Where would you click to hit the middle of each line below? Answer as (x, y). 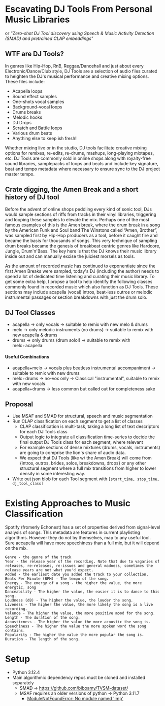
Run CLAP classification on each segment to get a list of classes (77, 421)
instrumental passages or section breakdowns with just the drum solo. (76, 297)
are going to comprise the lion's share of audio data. (73, 453)
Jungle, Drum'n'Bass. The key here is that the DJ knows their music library (81, 251)
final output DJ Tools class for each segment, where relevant (81, 442)
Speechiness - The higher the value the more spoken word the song (76, 626)
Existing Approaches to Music (68, 503)
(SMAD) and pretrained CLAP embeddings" (49, 38)
